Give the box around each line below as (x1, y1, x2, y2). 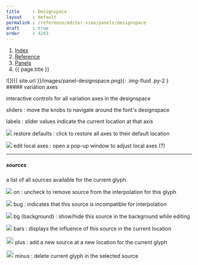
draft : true (6, 25, 49, 31)
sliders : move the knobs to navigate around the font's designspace (6, 106, 170, 114)
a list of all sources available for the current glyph (6, 176, 127, 183)
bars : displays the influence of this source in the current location (13, 225, 172, 232)
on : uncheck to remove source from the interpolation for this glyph (13, 189, 177, 196)
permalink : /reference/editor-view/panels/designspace (6, 20, 146, 25)
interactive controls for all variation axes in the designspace (6, 95, 151, 102)
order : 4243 (6, 31, 49, 37)
